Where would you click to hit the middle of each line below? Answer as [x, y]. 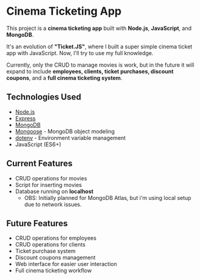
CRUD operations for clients [50, 245]
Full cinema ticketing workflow [53, 271]
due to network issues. [53, 204]
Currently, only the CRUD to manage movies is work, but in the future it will [100, 65]
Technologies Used [44, 97]
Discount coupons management [55, 257]
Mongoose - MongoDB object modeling [65, 131]
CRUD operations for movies [51, 178]
